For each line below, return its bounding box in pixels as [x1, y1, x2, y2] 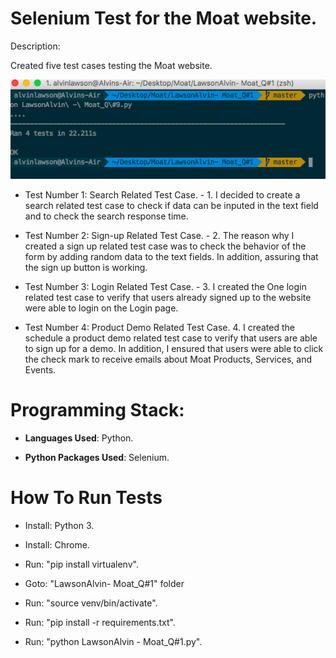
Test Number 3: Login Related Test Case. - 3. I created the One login [24, 280, 307, 292]
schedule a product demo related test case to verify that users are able [24, 332, 318, 344]
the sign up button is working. [24, 261, 148, 273]
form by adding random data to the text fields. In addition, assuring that [24, 250, 319, 262]
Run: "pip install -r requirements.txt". [24, 616, 176, 628]
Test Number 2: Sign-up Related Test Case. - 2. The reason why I [24, 229, 295, 241]
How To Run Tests [10, 487, 163, 509]
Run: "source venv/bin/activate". [24, 597, 158, 609]
